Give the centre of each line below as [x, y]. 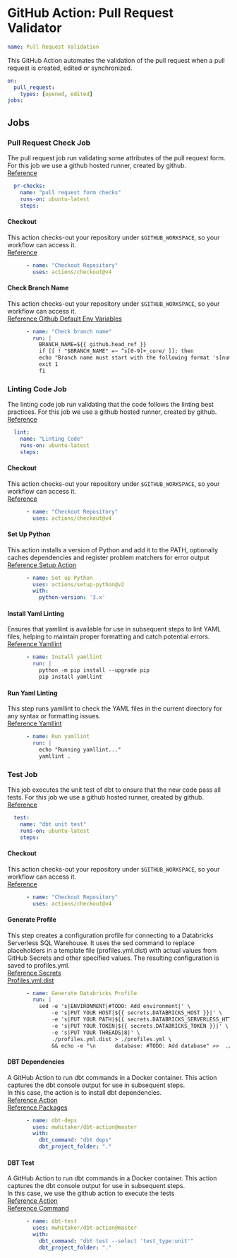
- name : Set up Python [59, 578]
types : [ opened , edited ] [56, 94]
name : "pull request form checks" [71, 192]
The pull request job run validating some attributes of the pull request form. [116, 158]
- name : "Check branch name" [69, 331]
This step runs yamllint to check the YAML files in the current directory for [115, 708]
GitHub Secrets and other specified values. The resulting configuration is [113, 958]
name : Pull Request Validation [53, 47]
